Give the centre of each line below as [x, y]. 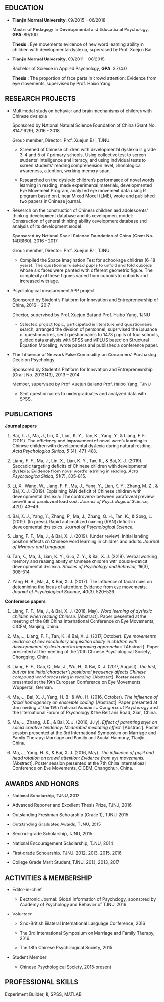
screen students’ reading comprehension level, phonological [81, 165]
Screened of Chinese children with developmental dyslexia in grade [88, 149]
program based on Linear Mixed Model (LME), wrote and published [87, 196]
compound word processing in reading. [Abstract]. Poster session [79, 677]
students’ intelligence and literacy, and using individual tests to [82, 160]
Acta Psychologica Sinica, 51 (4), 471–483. [55, 451]
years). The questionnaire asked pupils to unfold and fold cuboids [86, 265]
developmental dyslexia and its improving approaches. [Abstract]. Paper [85, 647]
